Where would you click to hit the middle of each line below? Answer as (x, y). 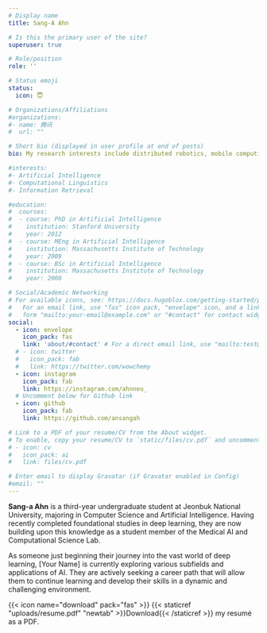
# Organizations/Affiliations (58, 110)
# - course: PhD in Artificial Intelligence (85, 219)
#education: (28, 205)
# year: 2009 (35, 256)
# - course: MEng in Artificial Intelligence (87, 241)
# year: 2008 (35, 279)
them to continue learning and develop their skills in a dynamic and (118, 581)
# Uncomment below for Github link (74, 396)
